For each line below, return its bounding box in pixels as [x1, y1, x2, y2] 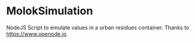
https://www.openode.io [6, 30, 67, 37]
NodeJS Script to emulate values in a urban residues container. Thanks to [6, 24, 190, 31]
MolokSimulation [6, 4, 94, 18]
